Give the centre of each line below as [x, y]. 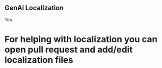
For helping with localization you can [81, 39]
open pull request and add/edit [69, 50]
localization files [39, 60]
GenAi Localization [34, 8]
